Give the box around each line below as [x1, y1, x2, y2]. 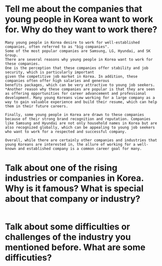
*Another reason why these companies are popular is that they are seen [5, 86, 155, 92]
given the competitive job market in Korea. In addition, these [5, 74, 138, 79]
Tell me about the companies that [5, 3, 142, 15]
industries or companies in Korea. [5, 173, 144, 184]
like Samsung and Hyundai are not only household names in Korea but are [5, 120, 158, 126]
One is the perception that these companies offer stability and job [5, 66, 149, 70]
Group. [5, 52, 18, 58]
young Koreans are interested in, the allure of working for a [5, 142, 136, 147]
